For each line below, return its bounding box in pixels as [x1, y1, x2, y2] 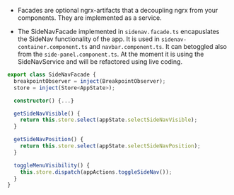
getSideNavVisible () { [13, 110, 81, 117]
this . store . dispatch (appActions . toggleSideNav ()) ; [20, 168, 172, 176]
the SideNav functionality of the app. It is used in [17, 35, 160, 43]
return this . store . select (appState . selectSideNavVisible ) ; [20, 116, 198, 123]
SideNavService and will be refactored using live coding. [17, 57, 182, 66]
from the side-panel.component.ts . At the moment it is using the [17, 50, 204, 58]
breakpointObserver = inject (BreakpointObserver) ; [13, 77, 166, 84]
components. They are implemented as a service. [17, 13, 163, 22]
